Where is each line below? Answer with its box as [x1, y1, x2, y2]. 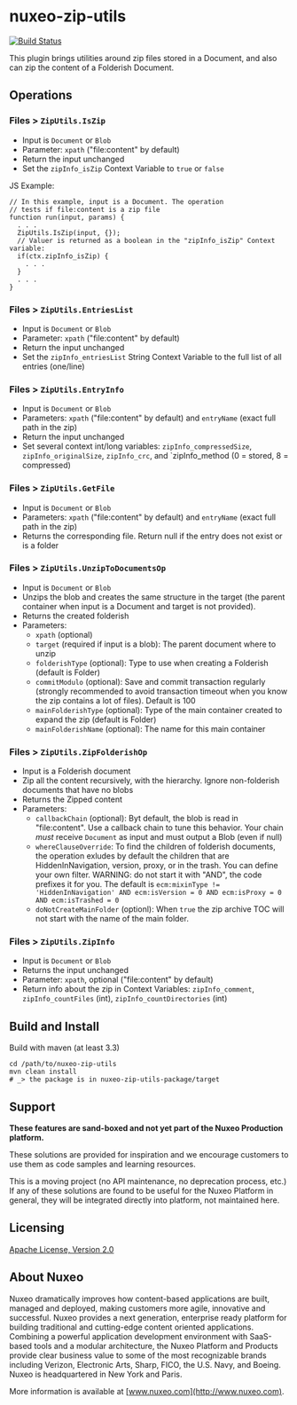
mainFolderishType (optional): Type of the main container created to [35, 704, 283, 715]
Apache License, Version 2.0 [9, 1244, 114, 1254]
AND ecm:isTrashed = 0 [35, 896, 120, 906]
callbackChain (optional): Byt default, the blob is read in [35, 813, 239, 824]
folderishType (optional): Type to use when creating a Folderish [35, 657, 269, 668]
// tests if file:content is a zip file [9, 205, 161, 214]
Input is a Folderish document [21, 765, 131, 777]
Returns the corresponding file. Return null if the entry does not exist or [21, 530, 283, 541]
